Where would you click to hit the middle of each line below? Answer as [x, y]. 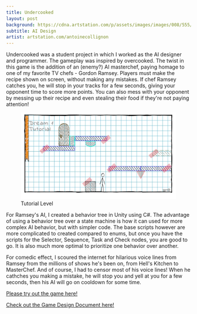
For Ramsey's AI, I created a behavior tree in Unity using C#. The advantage [98, 214]
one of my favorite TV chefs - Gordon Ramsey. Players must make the [90, 73]
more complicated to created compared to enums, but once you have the [94, 233]
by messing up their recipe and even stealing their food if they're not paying [98, 98]
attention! [18, 104]
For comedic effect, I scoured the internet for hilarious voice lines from [91, 257]
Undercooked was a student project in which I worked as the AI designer [94, 54]
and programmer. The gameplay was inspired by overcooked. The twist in [95, 61]
